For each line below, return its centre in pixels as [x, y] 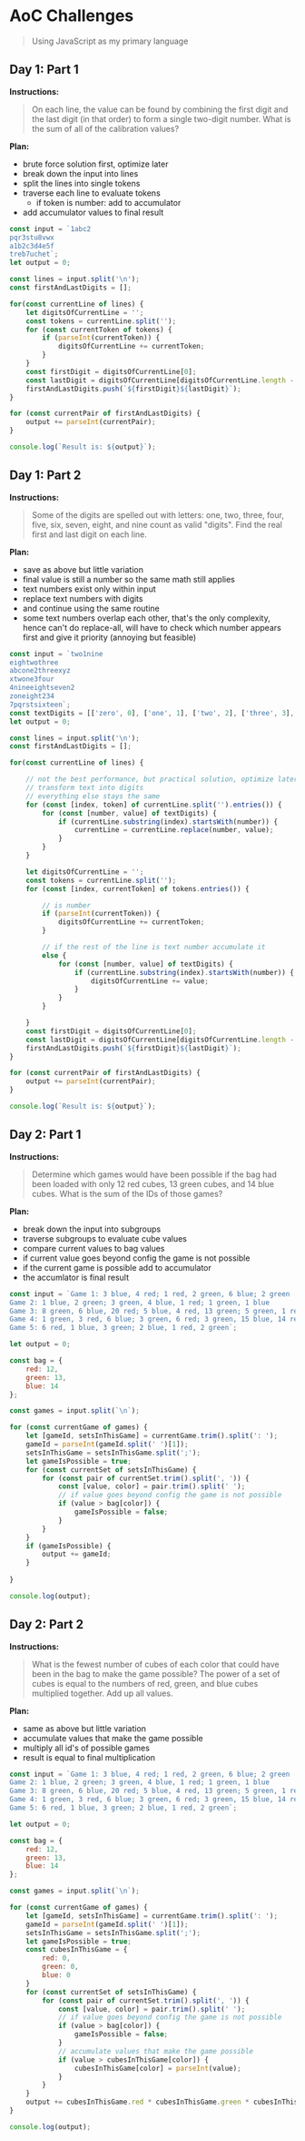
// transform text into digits [85, 788]
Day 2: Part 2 [47, 1624]
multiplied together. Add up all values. [102, 1693]
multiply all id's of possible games [86, 1748]
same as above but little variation [84, 1728]
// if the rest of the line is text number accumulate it [154, 948]
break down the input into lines [80, 173]
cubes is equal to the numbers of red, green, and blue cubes [145, 1683]
